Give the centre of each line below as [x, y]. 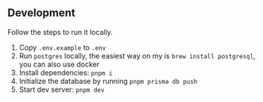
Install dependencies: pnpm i [66, 72]
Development [42, 13]
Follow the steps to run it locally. [60, 32]
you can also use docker [59, 64]
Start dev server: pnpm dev [62, 89]
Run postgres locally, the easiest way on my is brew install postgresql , [137, 55]
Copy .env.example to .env [62, 47]
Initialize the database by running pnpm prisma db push [108, 81]
